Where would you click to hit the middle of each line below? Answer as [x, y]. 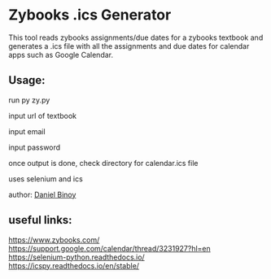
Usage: [27, 80]
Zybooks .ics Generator [90, 15]
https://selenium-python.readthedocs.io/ [76, 257]
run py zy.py [29, 100]
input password [35, 147]
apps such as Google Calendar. [61, 54]
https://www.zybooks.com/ [54, 240]
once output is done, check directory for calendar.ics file [103, 163]
